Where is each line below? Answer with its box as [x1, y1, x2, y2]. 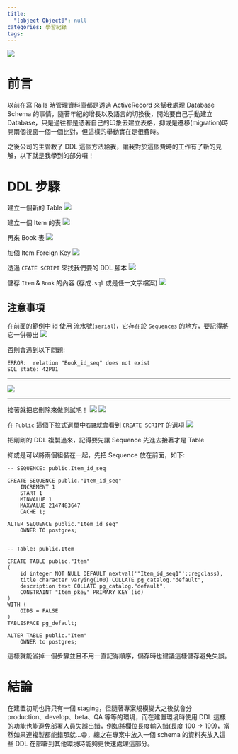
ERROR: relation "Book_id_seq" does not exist [7, 359, 151, 367]
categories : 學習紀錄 [7, 23, 67, 30]
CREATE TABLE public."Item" [7, 557, 91, 565]
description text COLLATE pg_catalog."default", [20, 582, 166, 590]
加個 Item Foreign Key [7, 249, 71, 257]
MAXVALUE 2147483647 [20, 502, 81, 509]
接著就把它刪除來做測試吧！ [7, 405, 89, 414]
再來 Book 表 [7, 234, 45, 242]
